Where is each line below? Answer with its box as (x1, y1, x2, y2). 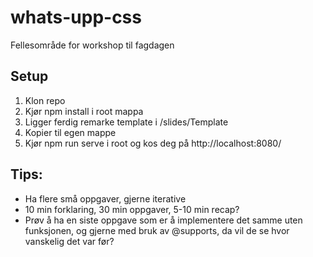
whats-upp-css (10, 6, 142, 29)
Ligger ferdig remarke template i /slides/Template (24, 116, 229, 128)
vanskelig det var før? (24, 235, 115, 247)
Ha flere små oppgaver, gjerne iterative (24, 192, 187, 205)
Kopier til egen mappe (24, 126, 117, 138)
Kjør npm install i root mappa (24, 105, 144, 117)
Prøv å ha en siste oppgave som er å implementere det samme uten (24, 214, 303, 226)
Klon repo (24, 94, 66, 106)
